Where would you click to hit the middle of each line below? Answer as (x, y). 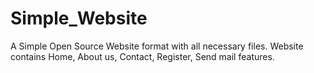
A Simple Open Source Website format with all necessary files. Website (157, 46)
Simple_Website (79, 18)
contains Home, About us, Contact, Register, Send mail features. (142, 56)
